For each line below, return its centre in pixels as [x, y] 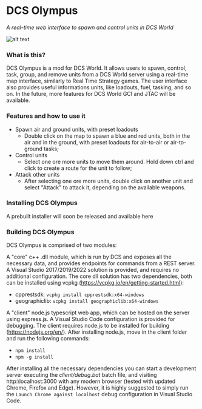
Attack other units [37, 174]
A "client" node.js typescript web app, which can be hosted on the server [98, 313]
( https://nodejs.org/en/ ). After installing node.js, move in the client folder [97, 332]
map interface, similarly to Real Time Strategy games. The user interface [97, 81]
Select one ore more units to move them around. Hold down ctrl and [109, 161]
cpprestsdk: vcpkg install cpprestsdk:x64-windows [79, 294]
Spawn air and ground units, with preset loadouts [76, 129]
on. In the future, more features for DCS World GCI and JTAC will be [91, 94]
